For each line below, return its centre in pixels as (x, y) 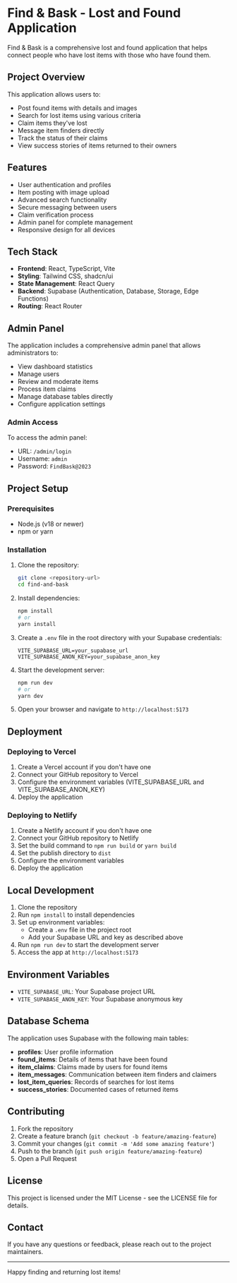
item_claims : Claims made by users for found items (92, 1066)
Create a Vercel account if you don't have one (84, 767)
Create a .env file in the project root (80, 930)
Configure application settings (61, 404)
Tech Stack (32, 252)
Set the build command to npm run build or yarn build (97, 845)
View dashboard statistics (55, 367)
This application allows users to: (54, 94)
